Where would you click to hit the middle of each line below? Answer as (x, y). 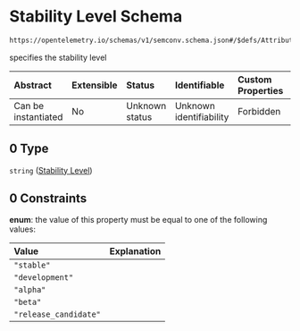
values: (22, 229)
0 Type (29, 149)
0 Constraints (48, 199)
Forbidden (259, 111)
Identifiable (200, 85)
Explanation (135, 251)
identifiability (202, 116)
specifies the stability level (58, 57)
